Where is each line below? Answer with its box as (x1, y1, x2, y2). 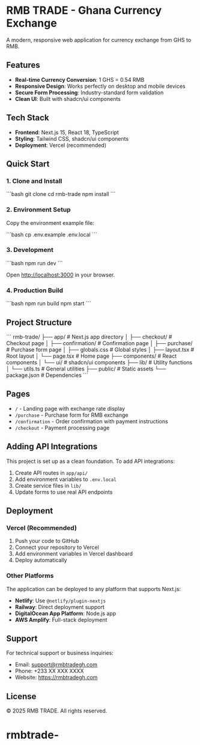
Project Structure (6, 317, 72, 328)
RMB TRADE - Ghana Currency (6, 4, 162, 17)
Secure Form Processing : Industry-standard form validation (14, 88, 164, 96)
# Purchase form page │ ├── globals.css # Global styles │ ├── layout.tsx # (6, 346, 195, 353)
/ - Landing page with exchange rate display (14, 405, 125, 412)
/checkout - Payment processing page (14, 424, 110, 431)
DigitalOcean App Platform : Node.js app (14, 610, 117, 617)
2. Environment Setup (6, 206, 71, 214)
